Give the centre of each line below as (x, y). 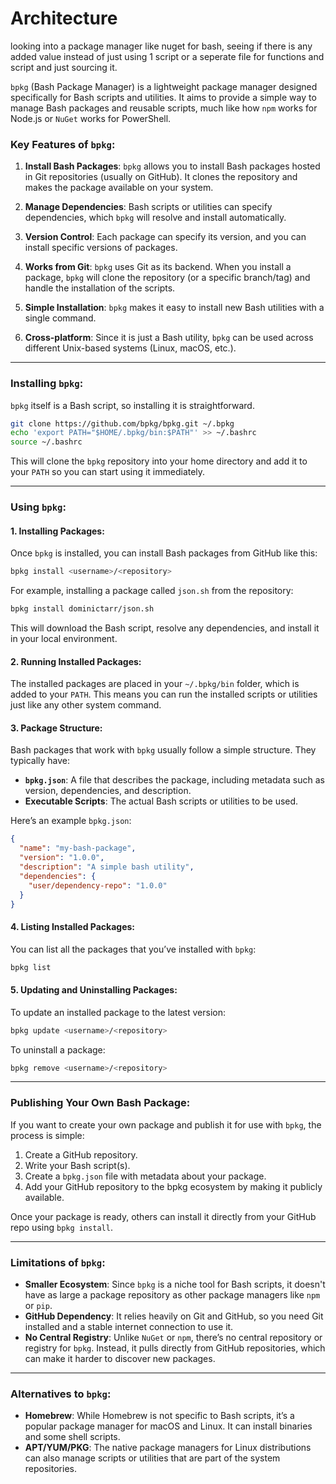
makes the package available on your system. (119, 188)
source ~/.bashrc (46, 442)
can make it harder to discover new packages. (120, 1359)
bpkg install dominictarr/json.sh (82, 609)
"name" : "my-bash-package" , (78, 848)
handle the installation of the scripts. (100, 288)
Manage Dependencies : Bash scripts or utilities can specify (148, 207)
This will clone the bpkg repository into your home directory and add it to (159, 461)
